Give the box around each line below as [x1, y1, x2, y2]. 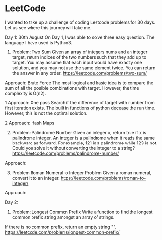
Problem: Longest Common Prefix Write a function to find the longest [12, 209, 153, 215]
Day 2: [5, 199, 19, 205]
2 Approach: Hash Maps [5, 120, 55, 126]
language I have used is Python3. [5, 39, 73, 45]
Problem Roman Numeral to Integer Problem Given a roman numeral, [12, 169, 152, 176]
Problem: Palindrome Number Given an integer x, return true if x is [12, 129, 147, 135]
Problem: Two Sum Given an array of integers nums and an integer [12, 49, 148, 55]
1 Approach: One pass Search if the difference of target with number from [5, 99, 155, 105]
